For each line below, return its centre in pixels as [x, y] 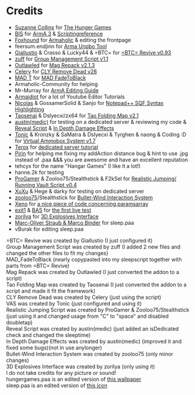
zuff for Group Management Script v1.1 [61, 59]
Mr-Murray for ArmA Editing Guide [57, 90]
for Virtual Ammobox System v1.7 [55, 141]
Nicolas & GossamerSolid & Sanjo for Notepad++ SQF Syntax [89, 103]
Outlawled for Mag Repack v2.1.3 [55, 65]
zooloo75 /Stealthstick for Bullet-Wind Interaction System [84, 197]
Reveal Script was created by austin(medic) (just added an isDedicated [92, 329]
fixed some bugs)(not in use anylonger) [54, 348]
